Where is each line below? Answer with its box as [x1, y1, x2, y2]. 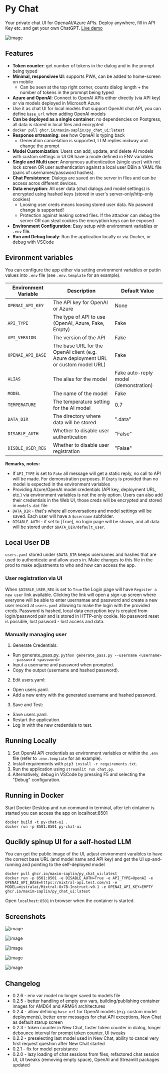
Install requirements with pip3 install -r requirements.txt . [12, 760, 137, 766]
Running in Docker [5, 791, 64, 800]
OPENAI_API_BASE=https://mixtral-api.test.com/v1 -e [5, 880, 117, 885]
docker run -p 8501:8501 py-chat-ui [5, 824, 81, 829]
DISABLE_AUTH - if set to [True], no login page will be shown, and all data [12, 518, 160, 524]
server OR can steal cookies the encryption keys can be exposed [19, 217, 154, 224]
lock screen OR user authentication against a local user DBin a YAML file [12, 164, 162, 170]
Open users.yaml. [12, 687, 49, 693]
